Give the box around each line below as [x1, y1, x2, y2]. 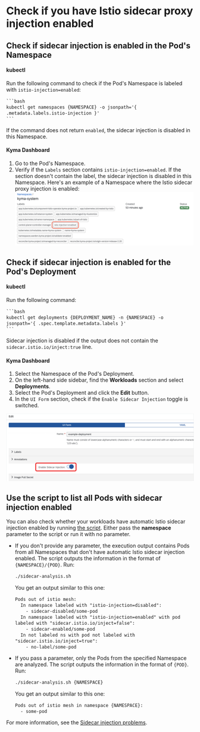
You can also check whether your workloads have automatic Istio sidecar [6, 518, 186, 525]
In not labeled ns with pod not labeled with [20, 633, 135, 638]
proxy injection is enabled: [14, 185, 80, 192]
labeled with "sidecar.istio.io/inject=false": [14, 621, 135, 627]
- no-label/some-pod [26, 644, 77, 650]
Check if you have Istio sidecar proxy [6, 4, 193, 18]
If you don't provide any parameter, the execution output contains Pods [14, 542, 190, 549]
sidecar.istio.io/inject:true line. [6, 344, 93, 350]
